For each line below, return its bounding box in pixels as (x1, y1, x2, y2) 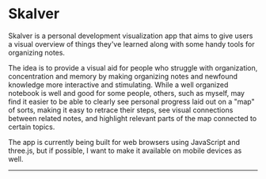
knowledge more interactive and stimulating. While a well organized (8, 80, 229, 89)
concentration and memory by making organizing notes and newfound (8, 71, 238, 81)
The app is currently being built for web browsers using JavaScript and (8, 137, 240, 147)
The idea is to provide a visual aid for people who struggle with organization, (8, 63, 258, 72)
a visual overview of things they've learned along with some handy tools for (8, 39, 255, 48)
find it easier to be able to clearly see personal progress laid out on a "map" (8, 97, 255, 106)
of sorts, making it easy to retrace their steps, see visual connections (8, 105, 234, 115)
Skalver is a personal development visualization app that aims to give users (8, 31, 253, 40)
